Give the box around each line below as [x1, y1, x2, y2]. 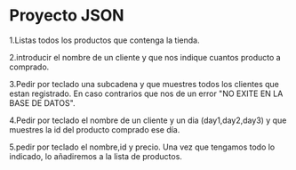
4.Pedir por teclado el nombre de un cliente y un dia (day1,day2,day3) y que [9, 115, 287, 125]
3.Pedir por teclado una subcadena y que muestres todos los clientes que [9, 78, 280, 89]
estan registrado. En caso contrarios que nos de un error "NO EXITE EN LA [9, 88, 284, 99]
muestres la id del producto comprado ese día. [9, 124, 180, 134]
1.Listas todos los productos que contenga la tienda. [9, 35, 200, 45]
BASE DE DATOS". [9, 97, 76, 108]
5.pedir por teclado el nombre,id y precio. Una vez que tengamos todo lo [9, 142, 276, 152]
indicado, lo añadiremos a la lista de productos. [9, 150, 182, 161]
